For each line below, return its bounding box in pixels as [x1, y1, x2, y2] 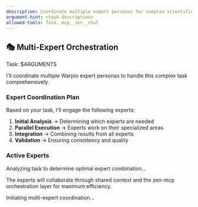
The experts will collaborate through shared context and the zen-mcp [6, 176, 175, 183]
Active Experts [6, 152, 49, 160]
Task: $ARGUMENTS [6, 61, 57, 68]
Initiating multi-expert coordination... [6, 194, 95, 201]
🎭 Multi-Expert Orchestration [6, 42, 119, 52]
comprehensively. [6, 78, 49, 86]
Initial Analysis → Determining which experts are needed [14, 118, 154, 125]
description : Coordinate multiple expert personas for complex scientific [6, 8, 194, 15]
